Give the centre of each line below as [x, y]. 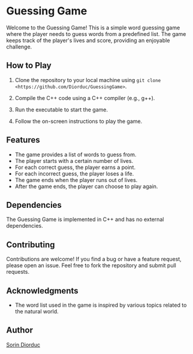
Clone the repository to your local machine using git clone [88, 80]
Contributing [31, 245]
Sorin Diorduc [23, 344]
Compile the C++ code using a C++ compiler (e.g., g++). [85, 98]
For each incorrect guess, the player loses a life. [74, 173]
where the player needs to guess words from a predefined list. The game [96, 34]
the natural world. [37, 311]
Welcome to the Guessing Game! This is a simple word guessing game [93, 28]
